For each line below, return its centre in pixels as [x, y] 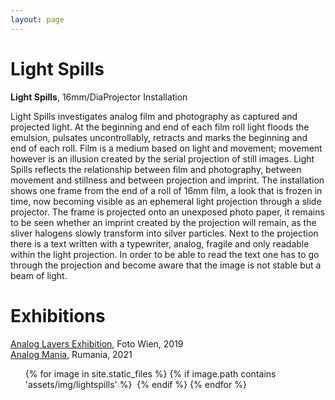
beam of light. [39, 275]
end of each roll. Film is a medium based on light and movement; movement [166, 148]
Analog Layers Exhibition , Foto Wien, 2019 [97, 343]
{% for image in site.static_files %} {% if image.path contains [150, 373]
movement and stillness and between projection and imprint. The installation [167, 180]
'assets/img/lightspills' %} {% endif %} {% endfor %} [135, 384]
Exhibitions [58, 315]
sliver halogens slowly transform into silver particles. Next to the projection [164, 233]
